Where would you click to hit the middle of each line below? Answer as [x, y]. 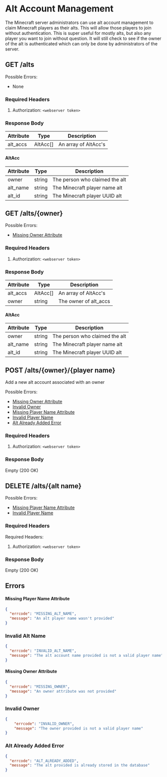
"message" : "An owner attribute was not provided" [63, 691]
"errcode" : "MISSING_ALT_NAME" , [43, 614]
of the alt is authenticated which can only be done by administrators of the [82, 43]
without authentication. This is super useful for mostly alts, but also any [78, 33]
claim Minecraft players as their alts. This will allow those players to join [78, 27]
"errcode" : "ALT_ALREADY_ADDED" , [44, 761]
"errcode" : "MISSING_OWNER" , [40, 687]
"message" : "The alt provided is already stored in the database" [80, 766]
